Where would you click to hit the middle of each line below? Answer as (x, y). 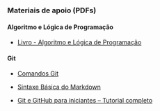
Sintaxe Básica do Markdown (59, 87)
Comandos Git (38, 74)
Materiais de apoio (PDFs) (52, 10)
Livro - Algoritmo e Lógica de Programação (79, 42)
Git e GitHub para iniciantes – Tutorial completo (85, 101)
